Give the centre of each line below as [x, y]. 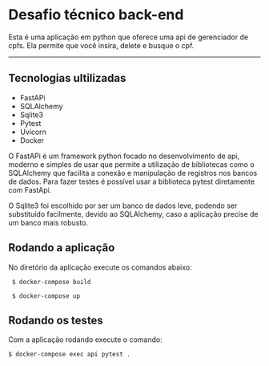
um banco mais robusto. [48, 222]
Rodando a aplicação [62, 248]
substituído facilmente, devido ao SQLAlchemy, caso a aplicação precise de [133, 213]
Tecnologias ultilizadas [67, 78]
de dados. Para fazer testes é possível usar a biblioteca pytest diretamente [131, 181]
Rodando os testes [56, 320]
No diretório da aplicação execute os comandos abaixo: [100, 267]
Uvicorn [33, 132]
